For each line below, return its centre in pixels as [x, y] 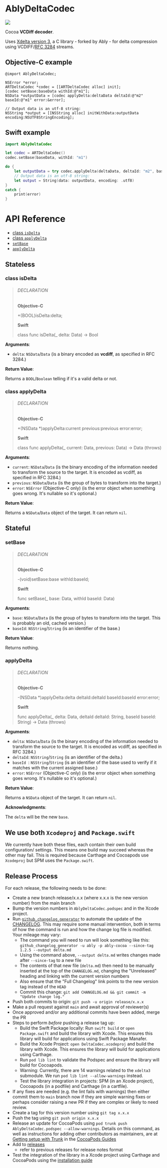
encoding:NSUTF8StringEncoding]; [40, 117]
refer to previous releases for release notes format [71, 1150]
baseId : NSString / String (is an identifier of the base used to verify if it [84, 762]
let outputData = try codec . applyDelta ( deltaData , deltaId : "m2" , [84, 171]
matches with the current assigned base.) [55, 768]
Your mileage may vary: [37, 935]
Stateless [20, 264]
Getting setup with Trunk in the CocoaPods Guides [64, 1139]
